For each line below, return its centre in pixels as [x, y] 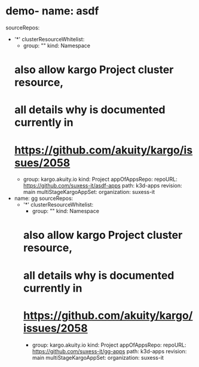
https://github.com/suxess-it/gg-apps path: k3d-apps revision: [109, 351]
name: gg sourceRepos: [44, 198]
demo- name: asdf [52, 11]
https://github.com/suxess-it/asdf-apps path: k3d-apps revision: [103, 186]
